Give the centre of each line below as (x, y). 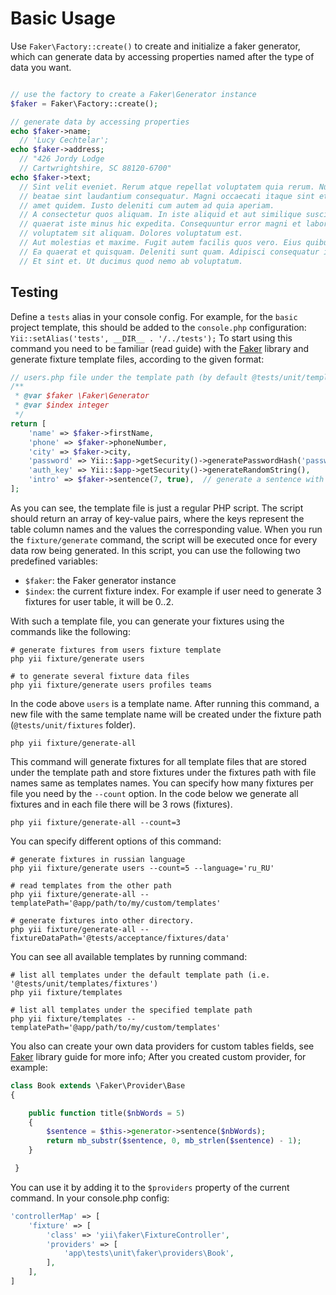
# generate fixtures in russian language (98, 859)
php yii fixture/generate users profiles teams (111, 685)
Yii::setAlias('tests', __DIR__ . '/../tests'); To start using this (151, 338)
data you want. (41, 67)
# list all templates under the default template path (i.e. (140, 975)
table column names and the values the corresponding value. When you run (166, 529)
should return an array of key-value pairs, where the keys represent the (157, 518)
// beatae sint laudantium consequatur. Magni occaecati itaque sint (167, 196)
